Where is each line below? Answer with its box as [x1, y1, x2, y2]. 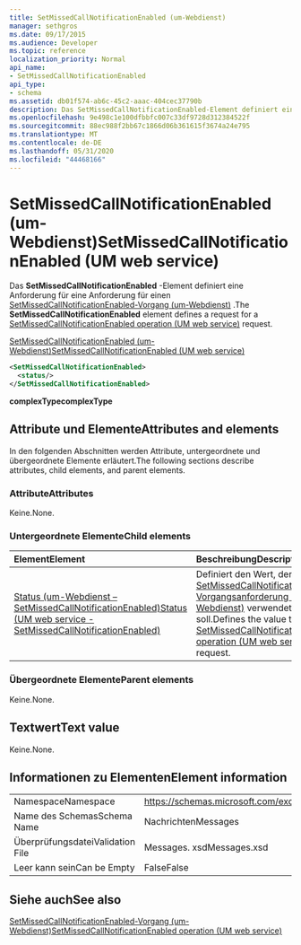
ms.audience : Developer [9, 38, 99, 48]
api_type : [9, 80, 47, 89]
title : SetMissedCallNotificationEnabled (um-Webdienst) [9, 13, 227, 22]
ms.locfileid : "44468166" [9, 154, 106, 164]
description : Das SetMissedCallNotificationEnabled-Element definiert [9, 105, 279, 114]
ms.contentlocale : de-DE [9, 138, 102, 147]
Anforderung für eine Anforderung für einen [9, 290, 171, 301]
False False [143, 862, 190, 874]
